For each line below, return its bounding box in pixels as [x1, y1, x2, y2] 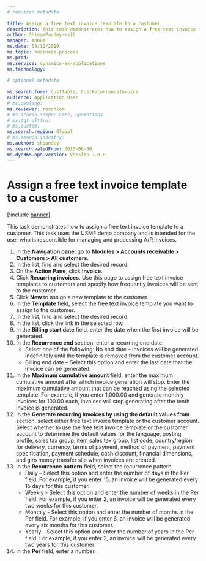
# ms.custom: [7, 123, 40, 129]
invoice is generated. [15, 404, 69, 411]
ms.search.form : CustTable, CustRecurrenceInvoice [7, 89, 139, 95]
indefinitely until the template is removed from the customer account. [24, 352, 199, 359]
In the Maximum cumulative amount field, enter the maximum [15, 372, 174, 379]
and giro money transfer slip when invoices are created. [15, 456, 156, 464]
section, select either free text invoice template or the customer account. [15, 418, 199, 425]
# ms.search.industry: [7, 134, 65, 141]
